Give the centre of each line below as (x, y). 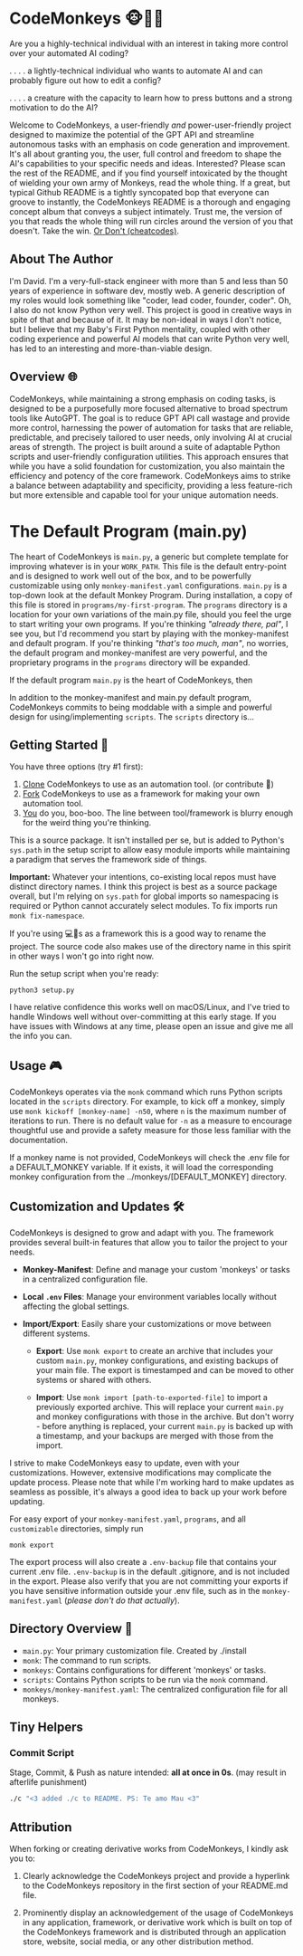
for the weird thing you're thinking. (87, 823)
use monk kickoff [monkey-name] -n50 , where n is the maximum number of (148, 1112)
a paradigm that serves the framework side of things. (109, 860)
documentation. (39, 1140)
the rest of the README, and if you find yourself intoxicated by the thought (148, 173)
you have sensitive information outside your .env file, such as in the (135, 1590)
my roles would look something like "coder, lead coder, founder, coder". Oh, (151, 300)
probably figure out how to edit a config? (85, 80)
